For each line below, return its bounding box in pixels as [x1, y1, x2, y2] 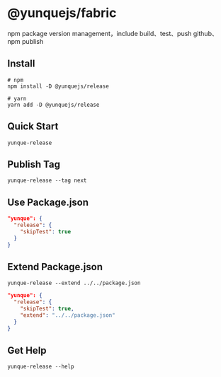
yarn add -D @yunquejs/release [7, 101, 100, 108]
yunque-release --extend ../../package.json [7, 279, 141, 287]
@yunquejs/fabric [7, 5, 117, 21]
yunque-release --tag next [7, 177, 87, 185]
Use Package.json [7, 196, 89, 208]
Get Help [7, 344, 47, 356]
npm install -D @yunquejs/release [7, 83, 110, 90]
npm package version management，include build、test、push [7, 29, 192, 37]
